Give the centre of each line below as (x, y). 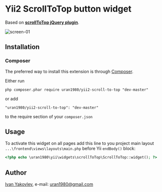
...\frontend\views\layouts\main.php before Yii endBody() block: (70, 148)
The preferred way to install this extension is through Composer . (69, 71)
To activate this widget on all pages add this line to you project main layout (80, 144)
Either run (15, 80)
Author (16, 172)
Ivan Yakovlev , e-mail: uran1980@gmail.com (49, 184)
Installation (22, 47)
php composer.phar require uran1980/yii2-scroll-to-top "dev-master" (77, 90)
